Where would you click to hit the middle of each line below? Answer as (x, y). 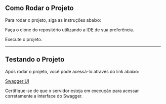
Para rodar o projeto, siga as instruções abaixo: (53, 20)
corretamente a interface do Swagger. (44, 96)
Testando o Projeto (35, 60)
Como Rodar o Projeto (40, 8)
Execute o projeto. (24, 39)
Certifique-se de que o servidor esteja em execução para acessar (72, 91)
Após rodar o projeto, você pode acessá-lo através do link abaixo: (72, 71)
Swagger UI (17, 81)
